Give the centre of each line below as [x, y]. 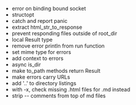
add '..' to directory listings [44, 83]
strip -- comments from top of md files [59, 96]
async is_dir [26, 65]
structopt [23, 15]
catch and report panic [40, 21]
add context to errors [38, 58]
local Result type [32, 40]
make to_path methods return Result [56, 71]
